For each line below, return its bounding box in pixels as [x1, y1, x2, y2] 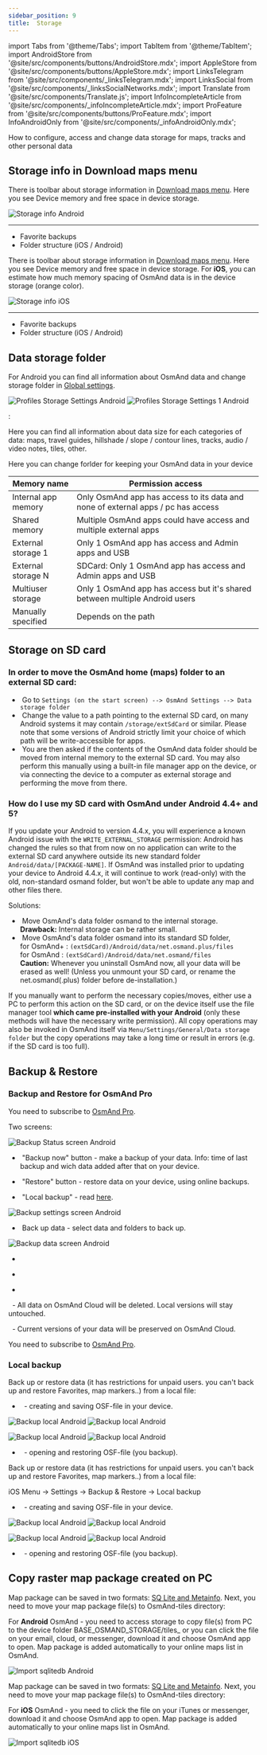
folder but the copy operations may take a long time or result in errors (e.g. [8, 1033, 255, 1043]
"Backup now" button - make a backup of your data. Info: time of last [21, 1152, 248, 1163]
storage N [12, 570, 49, 581]
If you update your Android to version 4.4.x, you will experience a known [8, 826, 246, 836]
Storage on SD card [8, 643, 106, 657]
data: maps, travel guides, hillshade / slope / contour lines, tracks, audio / [8, 436, 249, 445]
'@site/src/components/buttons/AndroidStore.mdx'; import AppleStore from [8, 57, 257, 68]
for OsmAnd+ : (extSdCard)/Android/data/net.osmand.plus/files [19, 941, 234, 952]
